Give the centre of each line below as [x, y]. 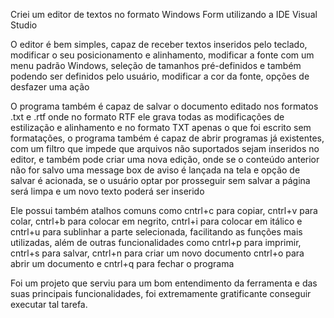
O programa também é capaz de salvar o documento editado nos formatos [164, 106]
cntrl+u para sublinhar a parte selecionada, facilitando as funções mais [156, 232]
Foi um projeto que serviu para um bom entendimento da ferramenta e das [164, 283]
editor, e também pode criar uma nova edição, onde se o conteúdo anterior [165, 159]
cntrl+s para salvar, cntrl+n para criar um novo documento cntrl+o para [157, 253]
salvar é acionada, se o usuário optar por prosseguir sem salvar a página [160, 180]
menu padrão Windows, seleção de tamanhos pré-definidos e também [156, 65]
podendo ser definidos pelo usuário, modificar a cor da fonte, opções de [160, 76]
